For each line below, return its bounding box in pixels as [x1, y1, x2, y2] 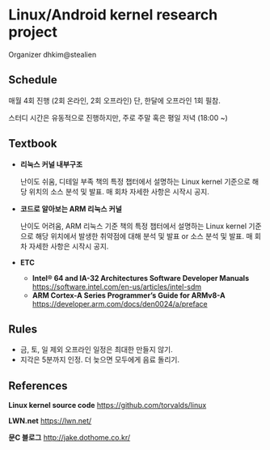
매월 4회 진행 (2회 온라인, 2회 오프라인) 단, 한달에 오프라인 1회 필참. [8, 96, 221, 105]
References [8, 379, 68, 393]
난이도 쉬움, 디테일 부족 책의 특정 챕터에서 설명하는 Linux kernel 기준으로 [19, 176, 251, 186]
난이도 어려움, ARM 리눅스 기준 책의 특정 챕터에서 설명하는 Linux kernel [19, 221, 247, 231]
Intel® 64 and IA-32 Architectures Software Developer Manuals [32, 273, 249, 282]
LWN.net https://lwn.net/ [8, 416, 92, 426]
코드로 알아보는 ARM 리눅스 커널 [19, 204, 123, 214]
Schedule [8, 73, 58, 87]
